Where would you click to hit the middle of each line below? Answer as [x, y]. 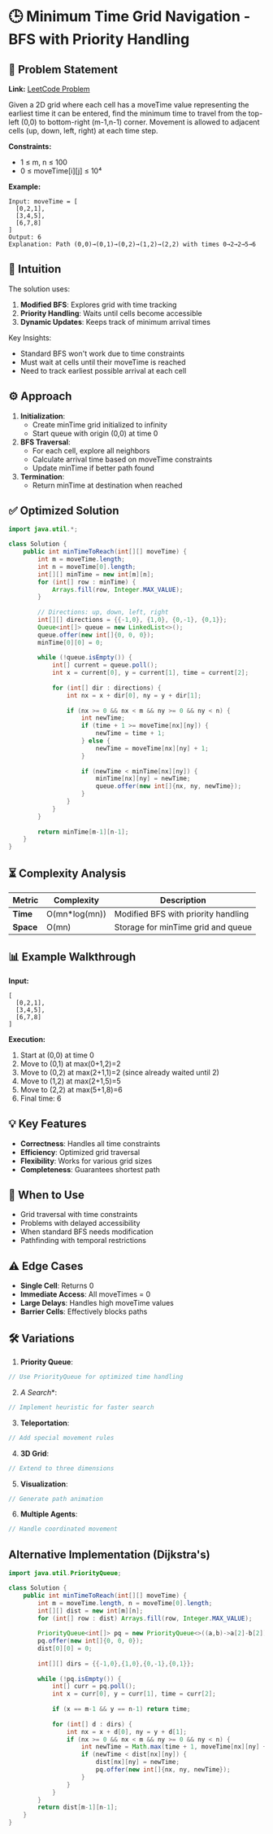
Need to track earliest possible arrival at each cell [103, 370]
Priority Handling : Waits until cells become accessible [111, 313]
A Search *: [39, 1392]
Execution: [27, 1039]
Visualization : [44, 1484]
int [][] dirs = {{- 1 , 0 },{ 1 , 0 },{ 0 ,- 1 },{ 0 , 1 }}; [116, 1663]
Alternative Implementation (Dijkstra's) [110, 1554]
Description [183, 900]
